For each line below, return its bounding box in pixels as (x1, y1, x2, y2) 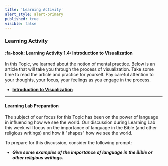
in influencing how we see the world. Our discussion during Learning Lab (5, 119, 156, 125)
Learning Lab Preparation (5, 103, 59, 109)
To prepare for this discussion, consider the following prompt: (5, 139, 132, 145)
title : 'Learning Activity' (5, 7, 64, 12)
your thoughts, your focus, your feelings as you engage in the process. (5, 77, 151, 83)
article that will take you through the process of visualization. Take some (5, 66, 154, 72)
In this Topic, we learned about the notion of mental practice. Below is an (5, 61, 155, 67)
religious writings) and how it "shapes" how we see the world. (5, 130, 133, 136)
